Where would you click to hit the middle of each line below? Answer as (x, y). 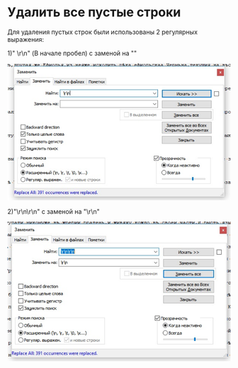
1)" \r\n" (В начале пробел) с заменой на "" (72, 53)
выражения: (26, 39)
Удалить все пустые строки (94, 12)
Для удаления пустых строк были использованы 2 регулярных (103, 32)
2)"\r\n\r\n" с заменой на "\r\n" (54, 211)
